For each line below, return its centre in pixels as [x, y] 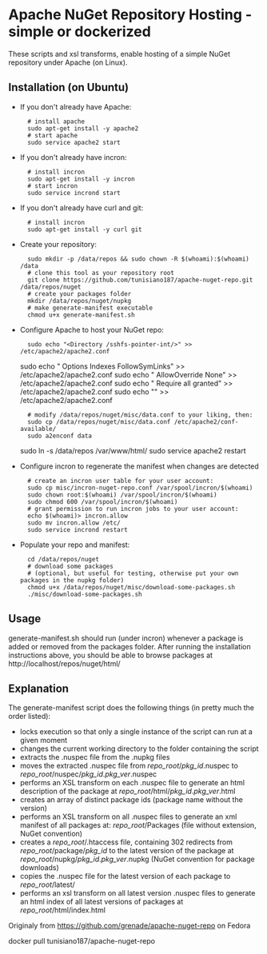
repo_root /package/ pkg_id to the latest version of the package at [127, 851]
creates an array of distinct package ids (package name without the [132, 800]
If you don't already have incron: [73, 157]
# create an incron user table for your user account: [121, 481]
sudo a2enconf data [60, 436]
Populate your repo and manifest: [75, 545]
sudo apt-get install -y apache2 [83, 128]
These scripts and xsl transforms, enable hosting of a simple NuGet [119, 54]
